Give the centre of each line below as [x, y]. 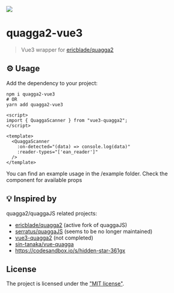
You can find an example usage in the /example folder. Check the [87, 174]
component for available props [44, 180]
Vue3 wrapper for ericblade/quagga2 [67, 50]
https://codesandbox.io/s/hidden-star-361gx [70, 250]
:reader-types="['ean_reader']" [57, 152]
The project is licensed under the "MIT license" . [65, 284]
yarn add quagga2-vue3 [35, 104]
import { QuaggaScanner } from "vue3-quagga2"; [67, 120]
